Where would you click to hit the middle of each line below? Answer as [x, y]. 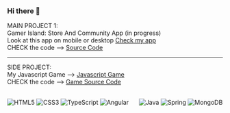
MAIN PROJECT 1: [33, 26]
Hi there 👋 [24, 11]
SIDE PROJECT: [29, 67]
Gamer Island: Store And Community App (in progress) [84, 33]
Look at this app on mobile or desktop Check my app [81, 40]
